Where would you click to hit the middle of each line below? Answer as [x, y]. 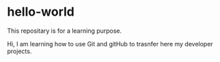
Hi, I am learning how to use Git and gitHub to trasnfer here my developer [110, 44]
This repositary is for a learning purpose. [65, 31]
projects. [19, 51]
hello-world [41, 12]
